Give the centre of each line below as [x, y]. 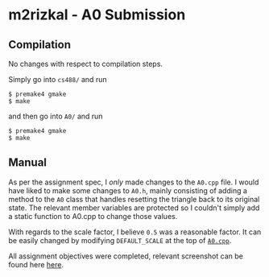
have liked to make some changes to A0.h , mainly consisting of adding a [128, 190]
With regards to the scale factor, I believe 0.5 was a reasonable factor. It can [135, 232]
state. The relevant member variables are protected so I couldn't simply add [134, 208]
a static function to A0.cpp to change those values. [93, 216]
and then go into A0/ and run [56, 116]
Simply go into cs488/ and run [58, 79]
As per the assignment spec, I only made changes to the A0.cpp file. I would [134, 182]
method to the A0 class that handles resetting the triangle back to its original [134, 199]
